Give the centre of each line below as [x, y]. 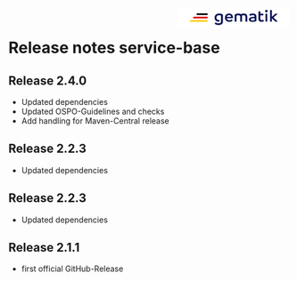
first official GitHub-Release [72, 269]
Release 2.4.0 [48, 80]
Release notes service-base [114, 48]
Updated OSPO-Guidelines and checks [93, 111]
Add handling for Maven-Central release [95, 121]
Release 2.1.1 [44, 248]
